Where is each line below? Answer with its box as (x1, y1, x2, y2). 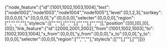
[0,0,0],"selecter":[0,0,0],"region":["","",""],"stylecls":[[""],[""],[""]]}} (5, 36, 145, 42)
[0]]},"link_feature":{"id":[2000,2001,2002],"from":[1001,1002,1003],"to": (5, 25, 154, 31)
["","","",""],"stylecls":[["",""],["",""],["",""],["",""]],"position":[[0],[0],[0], (5, 20, 150, 26)
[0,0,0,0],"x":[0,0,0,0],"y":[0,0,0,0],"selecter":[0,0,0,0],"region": (5, 15, 135, 20)
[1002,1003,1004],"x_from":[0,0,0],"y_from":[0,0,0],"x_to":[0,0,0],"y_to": (5, 31, 151, 36)
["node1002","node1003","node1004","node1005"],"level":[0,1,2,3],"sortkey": (5, 9, 162, 15)
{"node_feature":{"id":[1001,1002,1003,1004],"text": (5, 4, 110, 10)
